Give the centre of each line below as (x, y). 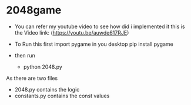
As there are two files (32, 78)
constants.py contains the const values (62, 96)
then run (25, 55)
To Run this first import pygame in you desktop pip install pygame (94, 44)
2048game (34, 10)
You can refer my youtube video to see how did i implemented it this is (100, 26)
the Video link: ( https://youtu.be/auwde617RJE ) (72, 32)
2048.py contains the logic (47, 89)
